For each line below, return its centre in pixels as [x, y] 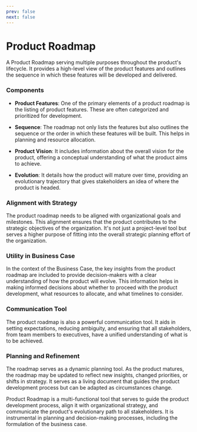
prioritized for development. [48, 116]
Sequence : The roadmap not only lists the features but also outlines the [101, 127]
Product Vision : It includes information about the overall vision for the [99, 151]
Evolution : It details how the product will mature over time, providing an [101, 175]
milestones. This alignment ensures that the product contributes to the [91, 222]
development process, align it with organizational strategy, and [82, 405]
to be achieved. [25, 341]
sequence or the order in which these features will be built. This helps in [102, 133]
